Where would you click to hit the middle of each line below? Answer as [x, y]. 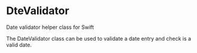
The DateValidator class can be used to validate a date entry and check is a [99, 38]
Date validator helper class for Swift [50, 27]
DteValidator [38, 11]
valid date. [19, 45]
